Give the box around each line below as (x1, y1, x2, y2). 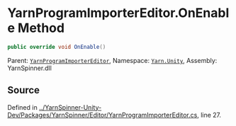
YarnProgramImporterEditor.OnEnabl (7, 5, 230, 21)
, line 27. (197, 110, 222, 119)
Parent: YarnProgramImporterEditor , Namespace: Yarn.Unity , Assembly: (7, 56, 218, 64)
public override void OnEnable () (7, 43, 106, 50)
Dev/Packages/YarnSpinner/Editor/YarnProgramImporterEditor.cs (7, 110, 198, 119)
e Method (7, 20, 65, 36)
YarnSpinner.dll (7, 64, 52, 72)
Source (7, 84, 40, 96)
